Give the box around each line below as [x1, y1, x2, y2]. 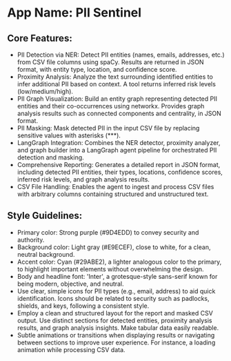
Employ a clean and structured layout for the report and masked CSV [17, 309, 214, 317]
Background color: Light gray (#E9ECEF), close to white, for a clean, [17, 243, 211, 251]
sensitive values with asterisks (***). [17, 131, 121, 139]
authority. [17, 235, 45, 244]
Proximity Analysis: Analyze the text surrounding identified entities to [17, 72, 214, 81]
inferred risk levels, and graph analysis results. [17, 175, 150, 184]
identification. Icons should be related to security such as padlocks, [17, 294, 210, 302]
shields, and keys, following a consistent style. [17, 302, 150, 310]
